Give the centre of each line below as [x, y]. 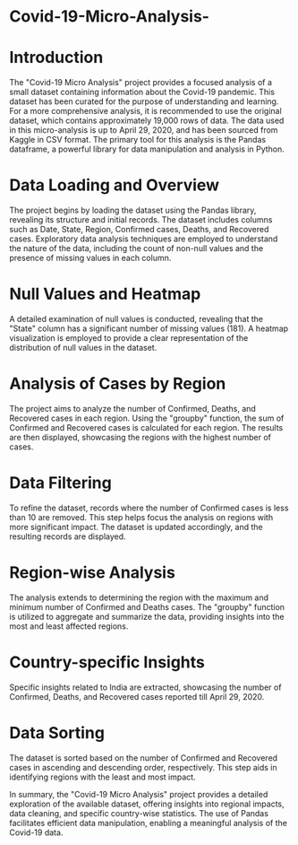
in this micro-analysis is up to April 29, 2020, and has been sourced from [144, 130]
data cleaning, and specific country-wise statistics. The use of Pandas [139, 813]
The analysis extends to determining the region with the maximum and [139, 597]
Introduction [56, 58]
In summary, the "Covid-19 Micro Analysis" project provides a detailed [139, 794]
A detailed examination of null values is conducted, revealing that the [136, 319]
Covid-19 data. [36, 832]
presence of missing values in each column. [90, 258]
